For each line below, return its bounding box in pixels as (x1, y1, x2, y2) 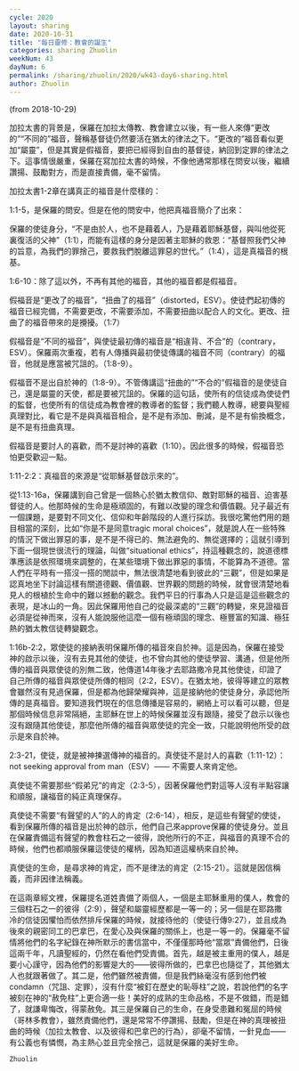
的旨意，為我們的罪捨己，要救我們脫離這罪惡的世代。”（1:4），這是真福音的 (9, 246, 280, 256)
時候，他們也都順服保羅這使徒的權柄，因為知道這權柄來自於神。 (9, 843, 243, 854)
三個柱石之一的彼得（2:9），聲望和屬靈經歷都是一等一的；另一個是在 (9, 903, 260, 913)
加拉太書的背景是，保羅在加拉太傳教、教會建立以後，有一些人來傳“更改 (9, 122, 271, 133)
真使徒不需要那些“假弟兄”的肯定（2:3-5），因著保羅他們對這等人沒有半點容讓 (9, 780, 290, 791)
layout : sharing (9, 21, 69, 30)
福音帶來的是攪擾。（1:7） (32, 317, 125, 328)
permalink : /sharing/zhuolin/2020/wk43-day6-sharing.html (9, 71, 229, 80)
